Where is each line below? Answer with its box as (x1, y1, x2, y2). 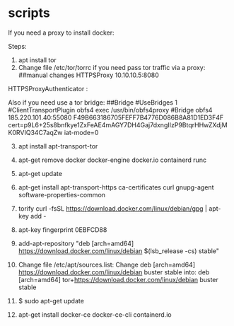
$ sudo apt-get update (18, 296, 84, 305)
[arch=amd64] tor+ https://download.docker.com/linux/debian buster (18, 275, 218, 284)
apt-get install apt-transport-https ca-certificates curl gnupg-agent (18, 182, 214, 192)
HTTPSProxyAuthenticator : (8, 84, 88, 93)
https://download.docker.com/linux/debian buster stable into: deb (18, 267, 210, 276)
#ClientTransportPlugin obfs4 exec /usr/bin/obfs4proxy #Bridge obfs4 (8, 105, 213, 114)
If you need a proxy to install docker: (8, 28, 115, 37)
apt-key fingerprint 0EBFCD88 (18, 225, 107, 234)
